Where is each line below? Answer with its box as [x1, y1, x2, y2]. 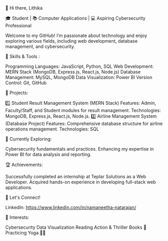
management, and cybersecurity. [5, 44, 75, 49]
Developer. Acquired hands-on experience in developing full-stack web [5, 179, 156, 185]
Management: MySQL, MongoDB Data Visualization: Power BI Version [5, 75, 153, 80]
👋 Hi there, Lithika [5, 5, 43, 11]
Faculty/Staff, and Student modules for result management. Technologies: [5, 107, 161, 113]
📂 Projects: [5, 90, 28, 96]
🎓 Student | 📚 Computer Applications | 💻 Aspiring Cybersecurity [5, 15, 146, 21]
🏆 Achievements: [5, 162, 43, 168]
